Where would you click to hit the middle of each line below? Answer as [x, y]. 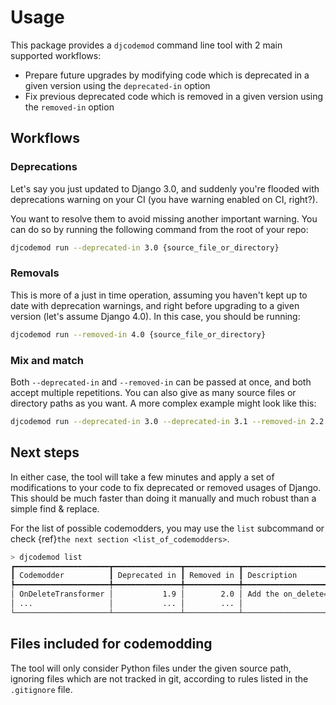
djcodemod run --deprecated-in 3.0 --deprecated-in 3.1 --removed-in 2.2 [167, 421]
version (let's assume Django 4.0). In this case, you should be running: [155, 316]
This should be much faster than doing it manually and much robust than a [163, 498]
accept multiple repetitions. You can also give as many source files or [153, 392]
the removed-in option [69, 107]
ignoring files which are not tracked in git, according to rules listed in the [159, 678]
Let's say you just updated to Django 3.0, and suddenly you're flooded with [165, 188]
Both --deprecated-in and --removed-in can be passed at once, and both [161, 382]
